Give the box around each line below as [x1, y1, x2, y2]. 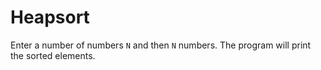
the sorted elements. [10, 49, 96, 61]
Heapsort [10, 6, 90, 29]
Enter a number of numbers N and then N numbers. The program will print [10, 39, 312, 51]
